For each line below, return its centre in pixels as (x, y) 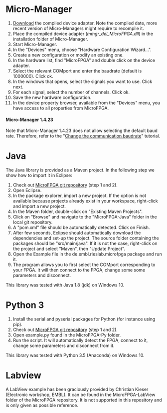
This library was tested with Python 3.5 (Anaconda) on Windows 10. (75, 355)
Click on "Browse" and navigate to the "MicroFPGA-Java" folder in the (85, 217)
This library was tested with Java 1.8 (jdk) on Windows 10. (65, 285)
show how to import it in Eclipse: (39, 175)
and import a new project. (39, 206)
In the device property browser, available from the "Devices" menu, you (86, 102)
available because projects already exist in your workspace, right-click (85, 201)
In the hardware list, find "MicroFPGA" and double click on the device (84, 60)
